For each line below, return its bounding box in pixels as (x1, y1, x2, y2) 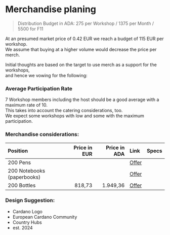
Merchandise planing (5, 4, 96, 15)
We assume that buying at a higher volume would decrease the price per (5, 46, 157, 52)
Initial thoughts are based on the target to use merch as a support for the (5, 61, 157, 68)
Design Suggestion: (5, 197, 55, 204)
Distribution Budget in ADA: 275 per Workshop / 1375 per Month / (17, 20, 154, 26)
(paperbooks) (8, 174, 41, 181)
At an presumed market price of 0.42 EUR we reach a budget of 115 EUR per (5, 36, 164, 42)
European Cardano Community (12, 214, 77, 220)
